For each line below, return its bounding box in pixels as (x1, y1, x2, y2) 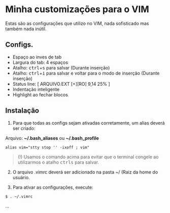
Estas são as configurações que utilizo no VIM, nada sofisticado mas (5, 20, 149, 26)
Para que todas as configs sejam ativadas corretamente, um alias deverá (12, 120, 165, 126)
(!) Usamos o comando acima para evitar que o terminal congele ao (17, 154, 159, 160)
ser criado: (12, 125, 36, 131)
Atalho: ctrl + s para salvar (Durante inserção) (12, 64, 110, 70)
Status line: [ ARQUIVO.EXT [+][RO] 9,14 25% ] (12, 81, 110, 87)
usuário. (12, 174, 30, 181)
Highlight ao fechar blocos (12, 91, 69, 97)
